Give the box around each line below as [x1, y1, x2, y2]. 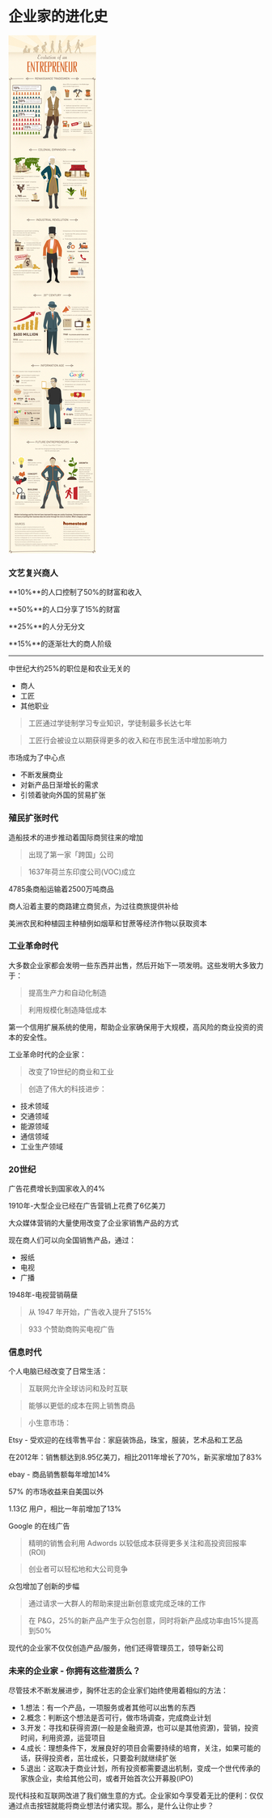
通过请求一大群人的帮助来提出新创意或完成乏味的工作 [28, 1599, 206, 1608]
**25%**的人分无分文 [8, 622, 85, 631]
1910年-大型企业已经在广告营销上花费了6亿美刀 [8, 1201, 166, 1211]
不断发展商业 [19, 770, 63, 779]
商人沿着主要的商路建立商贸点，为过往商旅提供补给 [8, 901, 179, 911]
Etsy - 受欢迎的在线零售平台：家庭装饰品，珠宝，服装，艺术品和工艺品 [8, 1435, 243, 1445]
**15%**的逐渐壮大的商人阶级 [8, 639, 112, 648]
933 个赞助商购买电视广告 [28, 1324, 115, 1334]
